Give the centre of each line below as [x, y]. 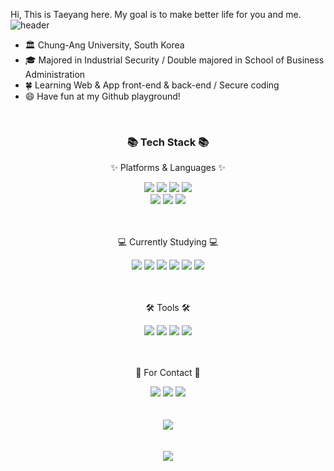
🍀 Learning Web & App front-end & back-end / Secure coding [152, 85]
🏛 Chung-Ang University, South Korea [104, 45]
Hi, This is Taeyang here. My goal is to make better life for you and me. [156, 14]
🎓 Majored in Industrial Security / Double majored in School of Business [174, 60]
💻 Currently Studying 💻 [168, 242]
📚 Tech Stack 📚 [168, 142]
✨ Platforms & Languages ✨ [168, 168]
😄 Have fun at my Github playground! [102, 96]
